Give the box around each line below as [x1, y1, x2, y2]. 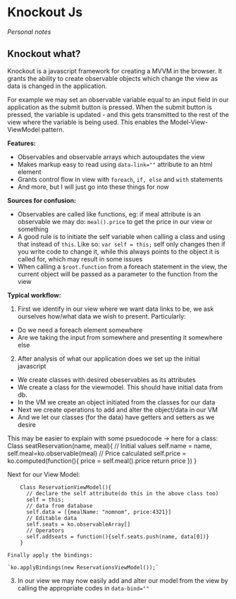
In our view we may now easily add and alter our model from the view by [17, 576, 229, 585]
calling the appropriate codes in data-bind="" [17, 583, 149, 592]
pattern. [41, 125, 65, 134]
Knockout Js [7, 4, 83, 20]
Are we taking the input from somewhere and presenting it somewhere [17, 333, 223, 342]
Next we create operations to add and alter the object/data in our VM [17, 405, 218, 414]
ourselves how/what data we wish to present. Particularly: [17, 311, 187, 321]
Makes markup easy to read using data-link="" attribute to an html [17, 160, 213, 168]
